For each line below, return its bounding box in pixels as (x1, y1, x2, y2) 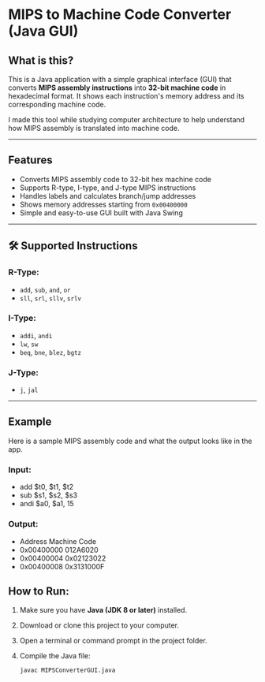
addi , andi (19, 330, 53, 340)
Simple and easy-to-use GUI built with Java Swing (19, 207, 183, 218)
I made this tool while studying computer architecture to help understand (8, 115, 245, 124)
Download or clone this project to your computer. (19, 621, 180, 630)
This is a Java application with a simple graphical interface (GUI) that (8, 75, 232, 84)
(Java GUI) (8, 22, 79, 40)
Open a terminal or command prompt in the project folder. (19, 636, 207, 646)
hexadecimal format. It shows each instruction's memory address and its (8, 91, 244, 100)
